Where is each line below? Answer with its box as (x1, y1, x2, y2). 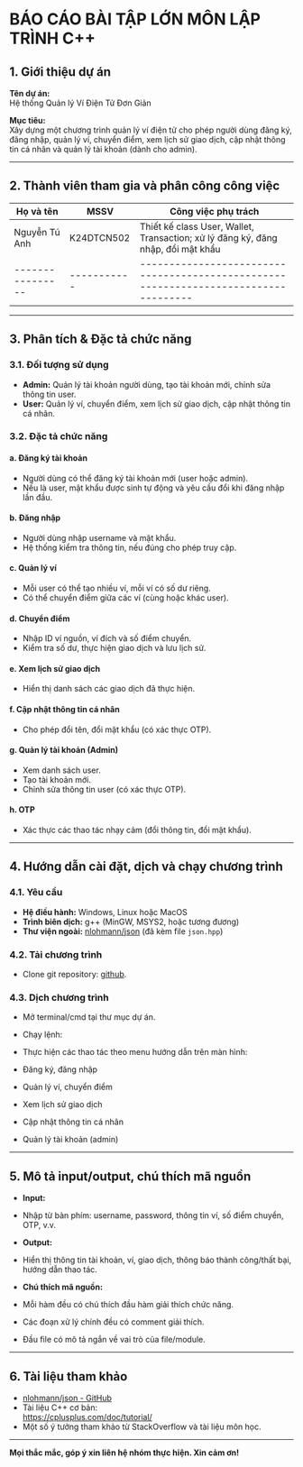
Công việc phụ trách (170, 205, 260, 217)
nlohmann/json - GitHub (22, 1392, 113, 1403)
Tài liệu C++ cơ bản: (22, 1402, 98, 1413)
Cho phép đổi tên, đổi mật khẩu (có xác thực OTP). (22, 724, 212, 735)
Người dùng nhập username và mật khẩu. (22, 532, 177, 543)
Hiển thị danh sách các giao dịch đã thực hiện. (22, 683, 196, 694)
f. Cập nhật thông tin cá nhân (9, 704, 120, 715)
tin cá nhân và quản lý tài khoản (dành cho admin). (9, 144, 197, 154)
